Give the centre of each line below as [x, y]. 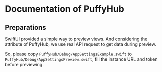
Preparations [26, 27]
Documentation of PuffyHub [65, 9]
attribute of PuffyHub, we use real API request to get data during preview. [81, 44]
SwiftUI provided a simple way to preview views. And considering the [76, 39]
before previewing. [24, 64]
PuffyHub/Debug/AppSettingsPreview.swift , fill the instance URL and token [81, 59]
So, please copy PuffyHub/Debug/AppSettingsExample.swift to [69, 54]
